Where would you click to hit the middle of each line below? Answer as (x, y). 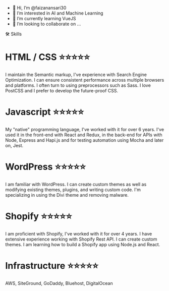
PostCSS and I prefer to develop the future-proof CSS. (62, 90)
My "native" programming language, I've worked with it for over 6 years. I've (85, 129)
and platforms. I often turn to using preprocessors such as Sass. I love (78, 85)
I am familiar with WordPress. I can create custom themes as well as (76, 184)
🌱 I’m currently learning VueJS (44, 18)
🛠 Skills (13, 34)
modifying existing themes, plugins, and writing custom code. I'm (73, 190)
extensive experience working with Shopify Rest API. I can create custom (81, 239)
